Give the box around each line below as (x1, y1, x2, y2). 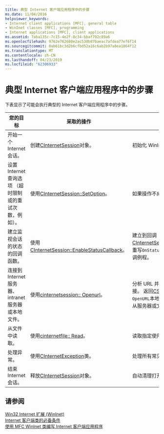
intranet (7, 294, 25, 301)
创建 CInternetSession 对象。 (30, 142, 95, 149)
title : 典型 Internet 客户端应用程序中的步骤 (5, 7, 90, 12)
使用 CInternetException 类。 (30, 353, 94, 359)
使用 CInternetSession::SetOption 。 (30, 190, 110, 197)
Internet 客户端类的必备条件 (5, 417, 61, 423)
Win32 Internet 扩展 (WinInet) (5, 411, 65, 417)
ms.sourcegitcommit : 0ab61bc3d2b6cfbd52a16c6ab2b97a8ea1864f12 (5, 44, 137, 49)
